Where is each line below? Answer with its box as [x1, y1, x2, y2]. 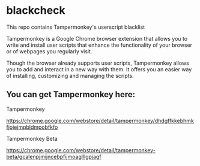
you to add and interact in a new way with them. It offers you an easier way [6, 65, 192, 73]
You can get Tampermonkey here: [6, 89, 136, 99]
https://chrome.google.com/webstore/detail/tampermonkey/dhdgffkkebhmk [6, 117, 194, 124]
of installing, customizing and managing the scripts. [6, 72, 134, 79]
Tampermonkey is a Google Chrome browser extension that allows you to [6, 35, 188, 42]
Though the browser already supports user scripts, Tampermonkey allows [6, 59, 189, 67]
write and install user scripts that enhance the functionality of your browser [6, 41, 193, 49]
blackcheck [6, 4, 65, 17]
